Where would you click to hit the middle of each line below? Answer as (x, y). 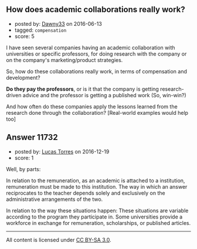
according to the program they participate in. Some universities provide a (94, 217)
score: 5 (25, 36)
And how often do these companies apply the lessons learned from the (92, 106)
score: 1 (24, 158)
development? (23, 77)
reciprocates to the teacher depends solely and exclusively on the (86, 193)
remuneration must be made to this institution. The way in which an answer (97, 186)
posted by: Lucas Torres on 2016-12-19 (62, 151)
